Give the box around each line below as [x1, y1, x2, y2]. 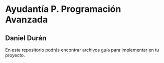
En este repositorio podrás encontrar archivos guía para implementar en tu [5, 47, 159, 53]
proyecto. [5, 52, 25, 58]
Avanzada [5, 14, 48, 25]
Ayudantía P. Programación [5, 3, 121, 15]
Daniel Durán [5, 34, 47, 42]
